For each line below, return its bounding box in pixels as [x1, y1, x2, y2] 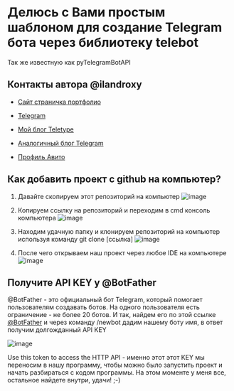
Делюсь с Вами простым [7, 4, 166, 21]
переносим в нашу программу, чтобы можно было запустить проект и [7, 360, 223, 370]
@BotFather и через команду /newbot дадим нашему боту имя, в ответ [7, 318, 223, 327]
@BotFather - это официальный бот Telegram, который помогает [7, 296, 203, 304]
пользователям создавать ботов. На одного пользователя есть [7, 303, 201, 311]
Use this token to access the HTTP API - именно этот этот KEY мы [7, 353, 205, 362]
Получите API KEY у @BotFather [7, 277, 156, 289]
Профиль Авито [17, 152, 65, 161]
